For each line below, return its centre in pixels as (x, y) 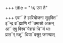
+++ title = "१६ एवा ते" (26, 8)
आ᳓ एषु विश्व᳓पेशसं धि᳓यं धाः (28, 29)
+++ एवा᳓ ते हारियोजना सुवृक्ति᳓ (31, 18)
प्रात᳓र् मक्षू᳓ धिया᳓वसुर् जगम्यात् (30, 34)
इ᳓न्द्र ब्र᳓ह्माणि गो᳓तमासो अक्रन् (30, 23)
